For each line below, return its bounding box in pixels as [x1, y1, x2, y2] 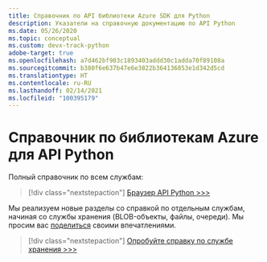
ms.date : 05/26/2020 [8, 27, 78, 35]
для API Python [8, 145, 114, 164]
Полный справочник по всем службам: [8, 172, 144, 182]
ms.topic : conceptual [8, 34, 81, 43]
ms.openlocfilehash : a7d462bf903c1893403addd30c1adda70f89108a [8, 57, 225, 65]
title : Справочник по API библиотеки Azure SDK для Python [8, 11, 211, 20]
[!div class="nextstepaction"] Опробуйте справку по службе [27, 236, 233, 246]
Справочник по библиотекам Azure [8, 129, 259, 147]
